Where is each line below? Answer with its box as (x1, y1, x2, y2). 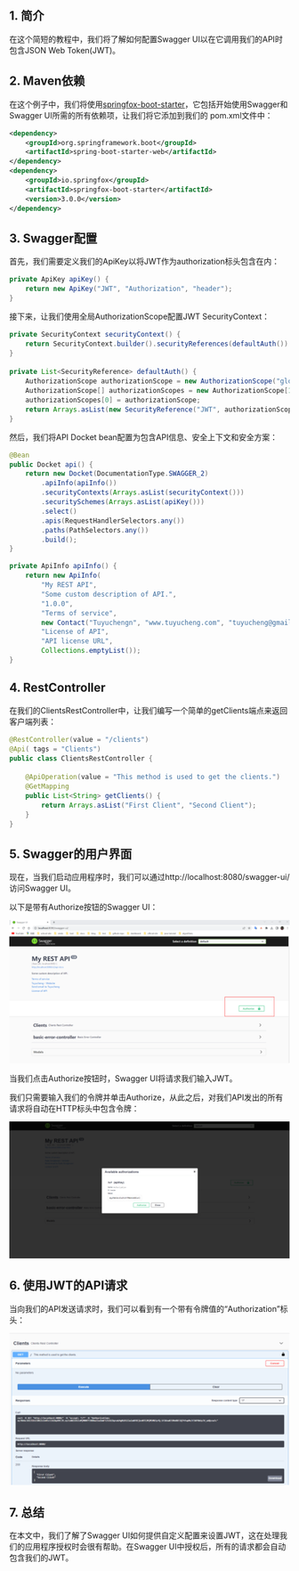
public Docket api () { (9, 460, 93, 469)
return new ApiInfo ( (25, 571, 101, 581)
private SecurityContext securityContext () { (9, 330, 181, 338)
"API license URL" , (41, 637, 114, 646)
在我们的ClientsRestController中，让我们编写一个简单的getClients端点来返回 (9, 704, 287, 715)
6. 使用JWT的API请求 (9, 1278, 128, 1293)
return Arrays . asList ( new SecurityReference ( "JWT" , (25, 404, 221, 414)
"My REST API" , (41, 581, 98, 590)
